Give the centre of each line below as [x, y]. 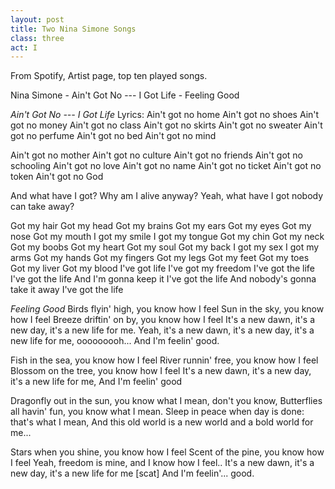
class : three [37, 38]
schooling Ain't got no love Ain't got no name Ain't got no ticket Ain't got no [166, 166]
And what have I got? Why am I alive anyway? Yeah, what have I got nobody [167, 196]
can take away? [42, 207]
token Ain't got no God [57, 177]
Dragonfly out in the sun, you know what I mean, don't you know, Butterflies [166, 401]
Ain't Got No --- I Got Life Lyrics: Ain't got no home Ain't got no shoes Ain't [165, 115]
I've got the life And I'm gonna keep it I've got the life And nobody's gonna [163, 279]
